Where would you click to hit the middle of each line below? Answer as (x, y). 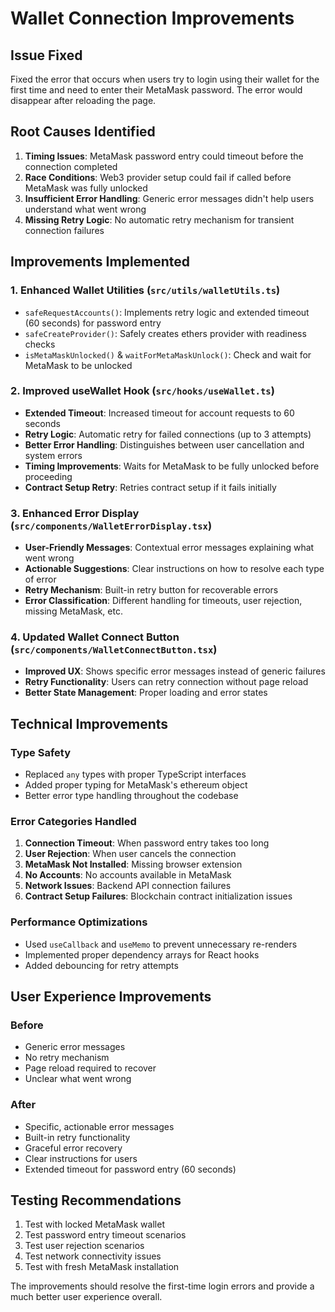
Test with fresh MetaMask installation (102, 1267)
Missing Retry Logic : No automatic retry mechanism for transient (159, 219)
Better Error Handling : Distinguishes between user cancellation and (164, 444)
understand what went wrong (85, 209)
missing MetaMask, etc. (73, 611)
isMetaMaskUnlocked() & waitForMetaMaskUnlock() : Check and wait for (168, 354)
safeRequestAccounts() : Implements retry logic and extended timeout (167, 312)
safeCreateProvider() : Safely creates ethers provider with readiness (165, 333)
